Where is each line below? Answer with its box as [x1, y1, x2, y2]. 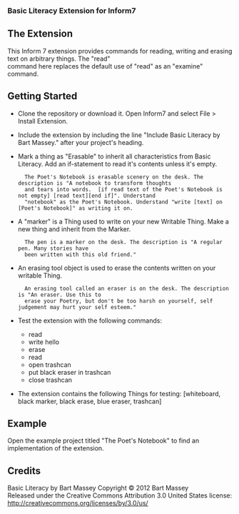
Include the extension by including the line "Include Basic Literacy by [17, 131, 220, 139]
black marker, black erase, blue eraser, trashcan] [17, 397, 162, 405]
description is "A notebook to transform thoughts [17, 179, 172, 187]
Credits [7, 465, 41, 477]
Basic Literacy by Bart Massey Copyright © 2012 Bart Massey [7, 484, 189, 493]
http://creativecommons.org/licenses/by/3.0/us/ [7, 499, 148, 508]
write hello [28, 338, 60, 346]
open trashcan [28, 360, 71, 369]
